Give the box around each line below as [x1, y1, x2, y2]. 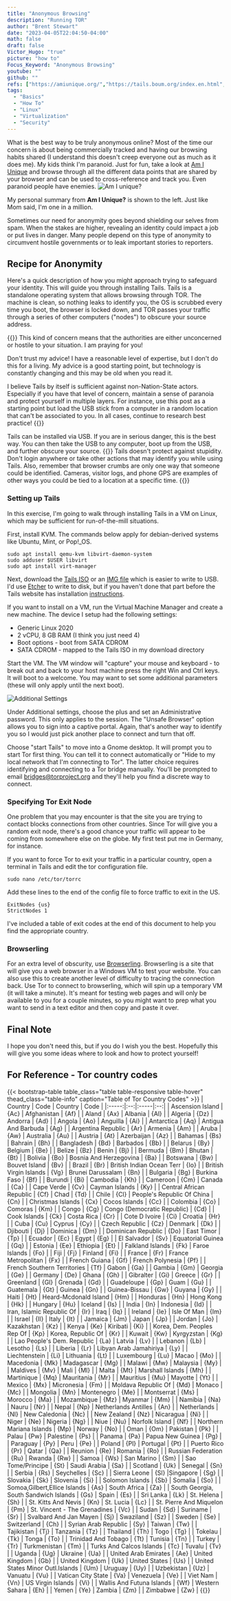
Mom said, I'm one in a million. [7, 203, 93, 211]
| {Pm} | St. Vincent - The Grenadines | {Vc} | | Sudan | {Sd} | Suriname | [7, 1505, 212, 1513]
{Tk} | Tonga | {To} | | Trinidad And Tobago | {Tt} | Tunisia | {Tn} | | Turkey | [7, 1534, 220, 1542]
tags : [7, 87, 23, 94]
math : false [7, 36, 41, 43]
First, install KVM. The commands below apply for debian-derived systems [7, 530, 219, 538]
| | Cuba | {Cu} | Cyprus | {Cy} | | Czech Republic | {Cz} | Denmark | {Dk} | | [7, 1219, 221, 1228]
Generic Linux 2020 [16, 624, 74, 632]
